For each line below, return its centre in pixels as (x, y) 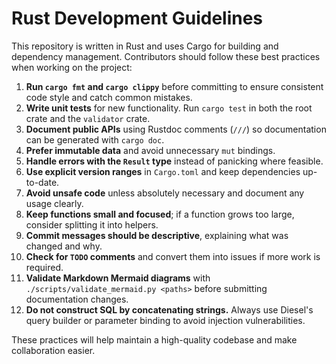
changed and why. (64, 246)
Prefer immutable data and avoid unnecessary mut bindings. (150, 150)
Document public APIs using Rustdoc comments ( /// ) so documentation (176, 129)
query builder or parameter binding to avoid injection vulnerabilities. (165, 320)
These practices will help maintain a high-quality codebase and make (154, 339)
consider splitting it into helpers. (92, 224)
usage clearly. (54, 203)
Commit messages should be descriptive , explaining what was (157, 235)
